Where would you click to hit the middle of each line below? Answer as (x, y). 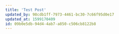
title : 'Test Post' (26, 10)
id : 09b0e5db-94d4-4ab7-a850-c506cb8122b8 (51, 24)
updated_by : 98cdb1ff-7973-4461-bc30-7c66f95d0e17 (60, 14)
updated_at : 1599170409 (30, 19)
